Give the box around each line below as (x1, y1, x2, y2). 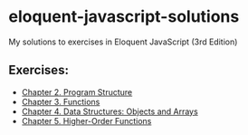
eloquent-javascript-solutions (8, 6, 240, 27)
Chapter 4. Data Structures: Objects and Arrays (21, 106, 198, 117)
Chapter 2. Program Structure (21, 86, 133, 97)
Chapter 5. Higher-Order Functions (21, 115, 152, 126)
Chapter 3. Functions (21, 96, 100, 107)
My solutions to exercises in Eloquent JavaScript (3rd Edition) (8, 36, 238, 47)
